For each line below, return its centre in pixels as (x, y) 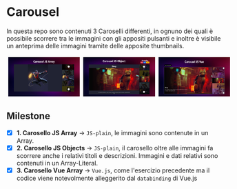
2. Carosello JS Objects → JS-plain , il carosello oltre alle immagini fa (115, 148)
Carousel (33, 12)
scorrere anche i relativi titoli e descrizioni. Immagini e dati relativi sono (117, 155)
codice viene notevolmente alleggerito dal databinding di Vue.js (107, 178)
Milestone (29, 116)
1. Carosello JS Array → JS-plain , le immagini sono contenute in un (112, 132)
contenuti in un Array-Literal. (57, 163)
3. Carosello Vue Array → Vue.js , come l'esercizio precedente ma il (113, 170)
